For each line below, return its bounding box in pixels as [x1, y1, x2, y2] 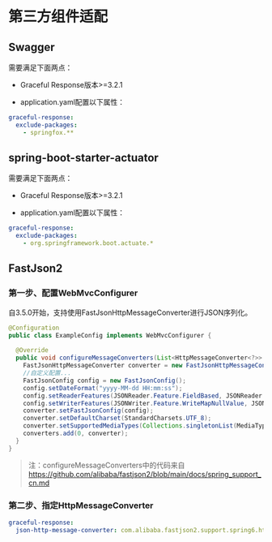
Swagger [8, 40, 55, 54]
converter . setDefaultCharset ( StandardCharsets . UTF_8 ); [23, 415, 212, 423]
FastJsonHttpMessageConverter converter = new [23, 362, 183, 370]
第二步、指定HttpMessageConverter [8, 500, 154, 511]
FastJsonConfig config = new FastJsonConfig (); [23, 376, 186, 385]
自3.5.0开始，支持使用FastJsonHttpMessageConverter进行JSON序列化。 [8, 308, 253, 317]
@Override [15, 346, 49, 355]
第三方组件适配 [8, 7, 108, 26]
